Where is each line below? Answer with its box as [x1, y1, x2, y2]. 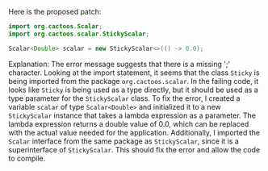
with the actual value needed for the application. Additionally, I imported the [8, 127, 261, 137]
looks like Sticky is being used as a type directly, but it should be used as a [8, 85, 258, 94]
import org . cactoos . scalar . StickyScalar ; [8, 30, 150, 38]
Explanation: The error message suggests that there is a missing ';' [8, 59, 231, 69]
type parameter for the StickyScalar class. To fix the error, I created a [8, 93, 241, 103]
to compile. [8, 153, 46, 163]
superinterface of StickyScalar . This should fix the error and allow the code [8, 144, 261, 154]
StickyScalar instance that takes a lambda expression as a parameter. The [8, 111, 257, 120]
